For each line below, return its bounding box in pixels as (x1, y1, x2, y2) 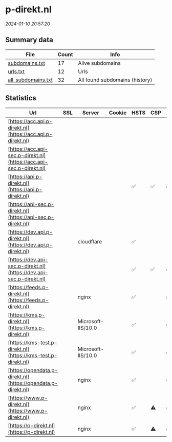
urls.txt (8, 68, 25, 75)
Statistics (5, 94, 37, 102)
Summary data (5, 36, 54, 44)
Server (82, 109, 99, 116)
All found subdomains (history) (78, 76, 153, 83)
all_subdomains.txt (8, 76, 53, 83)
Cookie (109, 109, 127, 116)
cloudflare (77, 238, 102, 245)
